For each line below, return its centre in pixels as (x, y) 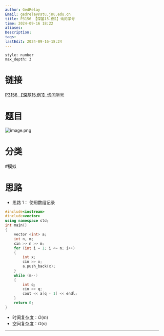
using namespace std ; (27, 221)
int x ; (29, 257)
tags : (10, 37)
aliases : (14, 28)
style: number (20, 55)
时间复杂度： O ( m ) (30, 317)
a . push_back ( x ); (39, 266)
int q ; (29, 284)
